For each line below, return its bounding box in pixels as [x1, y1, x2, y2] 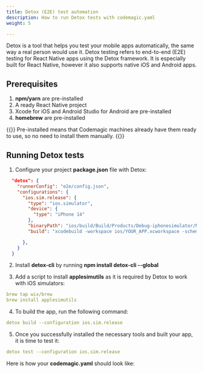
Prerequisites [6, 79, 58, 89]
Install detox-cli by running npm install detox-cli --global [14, 262, 159, 269]
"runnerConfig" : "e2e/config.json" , [17, 183, 110, 190]
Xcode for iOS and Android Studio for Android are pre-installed [14, 108, 172, 115]
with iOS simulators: [14, 280, 65, 287]
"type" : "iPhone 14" [33, 211, 85, 218]
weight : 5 [6, 20, 31, 26]
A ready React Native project [14, 101, 87, 109]
